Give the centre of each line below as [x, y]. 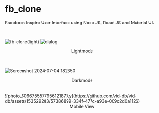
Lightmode [82, 51]
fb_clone [23, 9]
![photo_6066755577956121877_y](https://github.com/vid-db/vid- [71, 96]
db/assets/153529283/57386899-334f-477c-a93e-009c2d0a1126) [73, 101]
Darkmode [82, 80]
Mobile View [82, 106]
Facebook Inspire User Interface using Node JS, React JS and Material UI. [79, 23]
